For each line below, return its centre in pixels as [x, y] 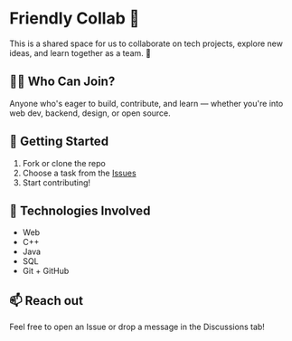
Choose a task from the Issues [80, 173]
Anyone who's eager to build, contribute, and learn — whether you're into [146, 103]
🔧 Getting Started [59, 142]
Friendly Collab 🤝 [75, 19]
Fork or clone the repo [64, 163]
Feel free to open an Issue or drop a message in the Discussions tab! [137, 327]
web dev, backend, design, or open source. [90, 113]
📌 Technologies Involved [80, 210]
